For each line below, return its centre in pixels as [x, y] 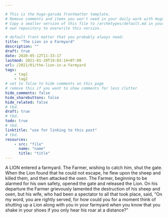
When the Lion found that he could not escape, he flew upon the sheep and [83, 173]
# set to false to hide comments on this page [54, 84]
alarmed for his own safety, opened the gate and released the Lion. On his [81, 183]
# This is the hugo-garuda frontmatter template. [58, 14]
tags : [11, 70]
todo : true [16, 121]
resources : [16, 139]
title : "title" [34, 153]
